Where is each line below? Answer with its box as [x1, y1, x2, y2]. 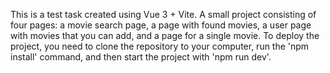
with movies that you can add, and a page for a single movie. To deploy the [10, 30, 320, 41]
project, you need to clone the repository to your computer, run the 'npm [10, 40, 310, 52]
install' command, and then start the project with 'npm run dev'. [10, 51, 272, 63]
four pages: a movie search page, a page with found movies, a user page [10, 19, 312, 31]
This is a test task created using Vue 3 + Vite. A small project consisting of [10, 9, 317, 20]
